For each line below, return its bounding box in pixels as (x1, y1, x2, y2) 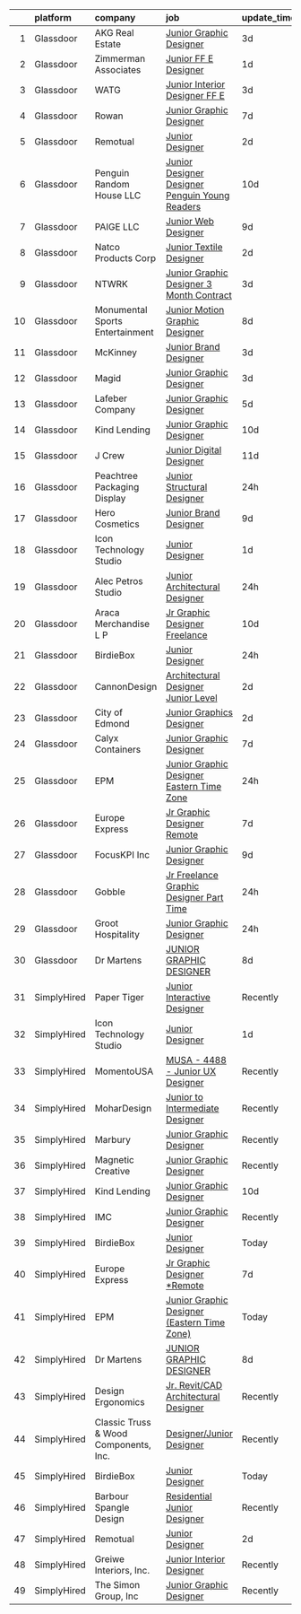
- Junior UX (165, 1065, 217, 1077)
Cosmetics (94, 518, 141, 530)
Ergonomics (94, 1396, 145, 1408)
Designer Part (165, 892, 224, 903)
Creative (94, 1165, 131, 1177)
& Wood (94, 1427, 128, 1439)
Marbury (94, 1134, 132, 1146)
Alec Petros (94, 575, 143, 587)
